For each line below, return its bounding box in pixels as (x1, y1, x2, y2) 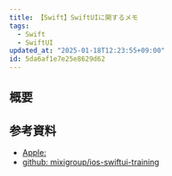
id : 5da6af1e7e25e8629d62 (9, 54, 105, 63)
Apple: (21, 147, 47, 158)
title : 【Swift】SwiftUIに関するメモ (9, 13, 139, 22)
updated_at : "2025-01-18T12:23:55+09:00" (9, 46, 166, 55)
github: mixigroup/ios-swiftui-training (21, 157, 160, 168)
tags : (9, 21, 29, 30)
